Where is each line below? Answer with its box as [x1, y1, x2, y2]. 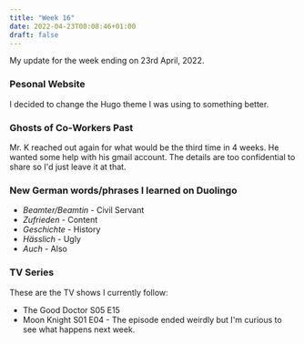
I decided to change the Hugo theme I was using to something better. [9, 98, 269, 109]
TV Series [9, 266, 55, 278]
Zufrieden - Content [22, 215, 98, 226]
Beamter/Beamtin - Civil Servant [22, 205, 145, 216]
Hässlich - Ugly [22, 234, 82, 245]
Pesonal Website [9, 78, 86, 91]
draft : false [9, 30, 59, 39]
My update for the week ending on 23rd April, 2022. [9, 56, 205, 66]
